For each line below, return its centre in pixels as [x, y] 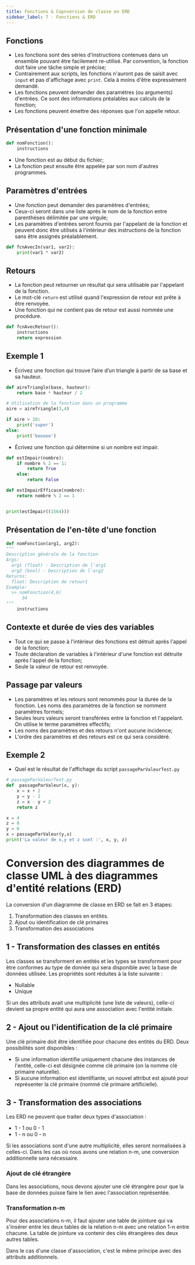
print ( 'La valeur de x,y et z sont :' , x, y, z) [67, 840]
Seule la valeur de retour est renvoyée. [61, 666]
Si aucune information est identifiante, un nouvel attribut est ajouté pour [102, 1078]
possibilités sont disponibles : [42, 1048]
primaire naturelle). [37, 1072]
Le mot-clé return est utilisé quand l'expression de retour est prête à [97, 297]
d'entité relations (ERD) [64, 888]
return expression [39, 338]
